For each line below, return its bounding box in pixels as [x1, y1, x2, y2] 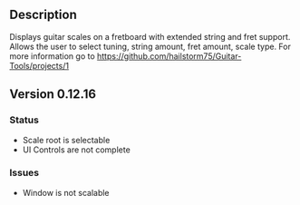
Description [9, 7, 77, 23]
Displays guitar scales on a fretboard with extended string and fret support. [9, 31, 291, 42]
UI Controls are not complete [22, 144, 131, 155]
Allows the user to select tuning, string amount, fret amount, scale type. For [9, 41, 292, 52]
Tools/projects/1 [9, 60, 70, 71]
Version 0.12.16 [9, 86, 97, 102]
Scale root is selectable [22, 134, 111, 145]
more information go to [9, 50, 95, 62]
